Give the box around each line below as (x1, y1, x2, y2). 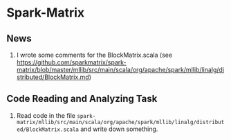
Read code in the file (16, 111, 76, 119)
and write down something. (80, 125, 158, 133)
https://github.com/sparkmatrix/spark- (16, 58, 127, 67)
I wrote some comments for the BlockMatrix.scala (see (16, 51, 173, 59)
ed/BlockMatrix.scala (16, 126, 79, 133)
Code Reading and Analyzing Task (6, 93, 158, 105)
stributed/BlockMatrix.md (16, 73, 89, 81)
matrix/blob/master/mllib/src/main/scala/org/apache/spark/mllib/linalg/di (16, 66, 225, 73)
